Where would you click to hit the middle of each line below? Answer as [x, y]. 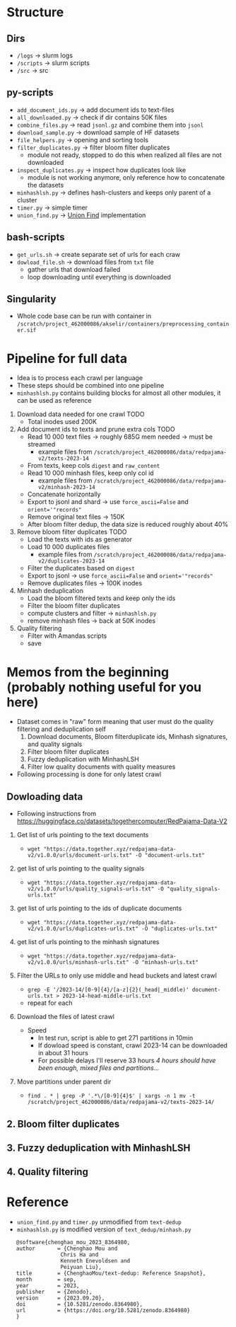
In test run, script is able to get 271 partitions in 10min [116, 1038]
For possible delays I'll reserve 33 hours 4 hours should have [127, 1061]
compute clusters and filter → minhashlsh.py [92, 614]
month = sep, [46, 1280]
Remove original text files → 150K [76, 517]
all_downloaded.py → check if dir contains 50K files [92, 117]
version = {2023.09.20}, [60, 1298]
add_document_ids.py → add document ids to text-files [95, 110]
